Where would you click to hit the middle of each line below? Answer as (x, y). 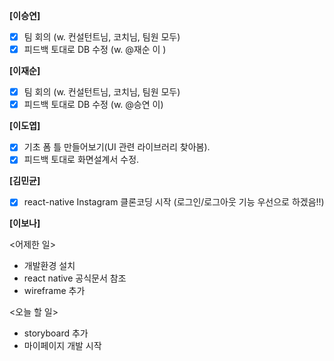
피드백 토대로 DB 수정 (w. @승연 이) (93, 105)
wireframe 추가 (54, 291)
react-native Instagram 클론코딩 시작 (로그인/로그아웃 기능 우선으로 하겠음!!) (174, 202)
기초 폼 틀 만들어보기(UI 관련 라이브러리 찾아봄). (117, 147)
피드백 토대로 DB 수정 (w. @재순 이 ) (95, 50)
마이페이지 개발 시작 (62, 346)
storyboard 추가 (56, 333)
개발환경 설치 (49, 266)
